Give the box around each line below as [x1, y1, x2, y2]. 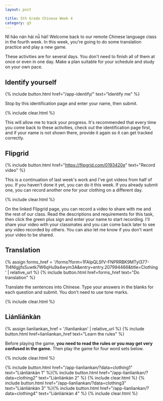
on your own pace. [5, 64, 43, 70]
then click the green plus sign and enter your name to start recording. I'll [5, 217, 150, 222]
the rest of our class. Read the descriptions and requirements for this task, [5, 211, 154, 217]
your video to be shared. [5, 232, 54, 238]
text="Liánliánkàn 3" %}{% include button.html [5, 385, 99, 391]
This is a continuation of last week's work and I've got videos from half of [5, 177, 152, 182]
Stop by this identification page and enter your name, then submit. [5, 100, 138, 106]
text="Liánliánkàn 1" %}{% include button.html [5, 369, 98, 376]
